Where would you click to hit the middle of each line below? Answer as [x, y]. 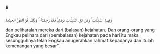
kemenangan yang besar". [33, 46]
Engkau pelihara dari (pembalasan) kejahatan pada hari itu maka [72, 35]
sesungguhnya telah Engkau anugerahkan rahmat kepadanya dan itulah [79, 40]
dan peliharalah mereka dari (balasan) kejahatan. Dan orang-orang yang [80, 30]
